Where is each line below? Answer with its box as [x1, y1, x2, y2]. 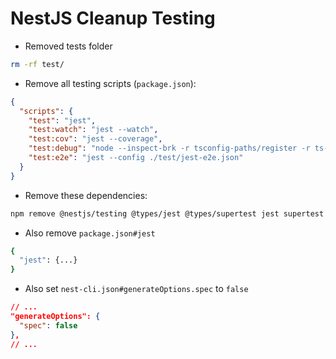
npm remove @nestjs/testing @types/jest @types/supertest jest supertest [10, 208, 325, 219]
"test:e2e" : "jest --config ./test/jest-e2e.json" [28, 153, 244, 163]
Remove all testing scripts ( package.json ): [24, 77, 197, 89]
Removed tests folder [24, 40, 113, 52]
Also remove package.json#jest [24, 227, 156, 239]
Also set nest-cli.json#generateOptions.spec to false [24, 283, 249, 295]
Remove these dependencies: [24, 189, 148, 201]
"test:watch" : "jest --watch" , [28, 125, 159, 135]
